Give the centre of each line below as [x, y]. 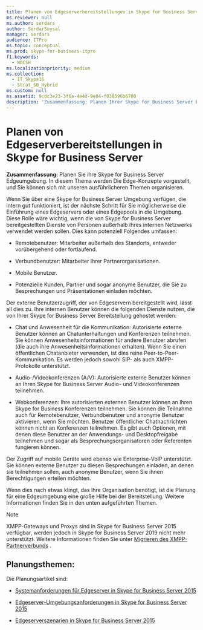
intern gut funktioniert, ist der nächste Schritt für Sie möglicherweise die [96, 205]
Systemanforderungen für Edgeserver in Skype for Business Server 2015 [105, 591]
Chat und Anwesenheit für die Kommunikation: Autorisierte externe [98, 327]
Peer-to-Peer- [162, 353]
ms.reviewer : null [29, 18]
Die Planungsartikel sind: [37, 579]
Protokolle [27, 366]
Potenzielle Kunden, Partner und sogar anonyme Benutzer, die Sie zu [101, 284]
